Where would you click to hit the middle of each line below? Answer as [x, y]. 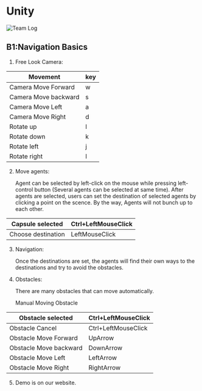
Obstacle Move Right [39, 367]
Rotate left [24, 146]
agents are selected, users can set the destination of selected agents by [106, 196]
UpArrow [101, 337]
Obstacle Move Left [37, 358]
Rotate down [27, 136]
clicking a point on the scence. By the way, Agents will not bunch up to [104, 202]
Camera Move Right [38, 117]
